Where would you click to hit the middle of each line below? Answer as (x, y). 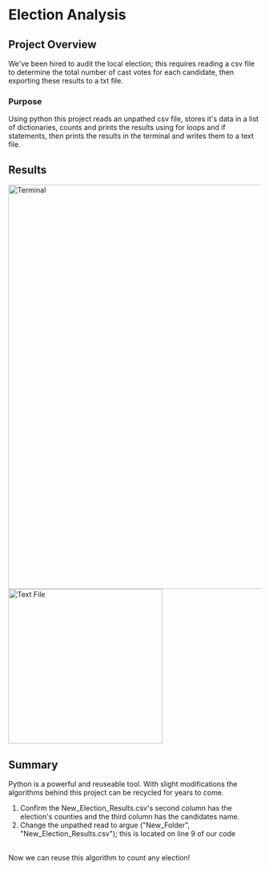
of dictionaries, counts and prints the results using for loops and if (117, 128)
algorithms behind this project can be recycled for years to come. (116, 792)
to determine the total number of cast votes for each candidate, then (121, 72)
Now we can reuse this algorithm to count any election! (99, 857)
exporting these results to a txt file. (66, 81)
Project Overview (52, 45)
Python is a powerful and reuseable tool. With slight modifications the (123, 783)
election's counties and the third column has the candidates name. (130, 816)
